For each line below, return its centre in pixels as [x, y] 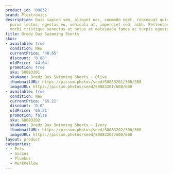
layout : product [23, 140]
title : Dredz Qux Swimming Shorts [42, 34]
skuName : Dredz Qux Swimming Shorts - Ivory [58, 125]
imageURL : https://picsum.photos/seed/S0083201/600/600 [71, 86]
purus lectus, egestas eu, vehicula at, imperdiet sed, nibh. [78, 24]
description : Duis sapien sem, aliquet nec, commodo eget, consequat [82, 20]
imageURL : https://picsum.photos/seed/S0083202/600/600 [71, 134]
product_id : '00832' [28, 10]
